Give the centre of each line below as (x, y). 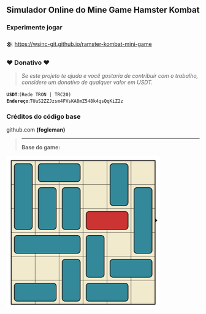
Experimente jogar (34, 28)
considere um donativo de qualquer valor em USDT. (87, 82)
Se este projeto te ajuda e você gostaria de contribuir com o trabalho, (110, 75)
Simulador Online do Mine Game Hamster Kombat (103, 10)
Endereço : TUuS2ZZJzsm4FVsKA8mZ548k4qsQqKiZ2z (65, 100)
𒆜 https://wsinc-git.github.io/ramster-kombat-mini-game (79, 44)
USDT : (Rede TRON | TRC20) (39, 94)
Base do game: (41, 148)
